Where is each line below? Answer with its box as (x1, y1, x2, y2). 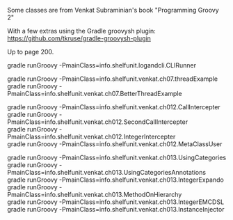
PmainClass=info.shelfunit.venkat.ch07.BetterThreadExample (7, 90, 182, 97)
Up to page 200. (7, 48, 54, 56)
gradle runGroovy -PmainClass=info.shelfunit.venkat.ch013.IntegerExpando (7, 175, 224, 184)
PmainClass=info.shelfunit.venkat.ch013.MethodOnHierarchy (7, 191, 182, 198)
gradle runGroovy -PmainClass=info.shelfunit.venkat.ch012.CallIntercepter (7, 103, 220, 111)
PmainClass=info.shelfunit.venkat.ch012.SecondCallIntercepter (7, 118, 188, 126)
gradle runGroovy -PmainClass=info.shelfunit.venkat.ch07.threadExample (7, 74, 218, 83)
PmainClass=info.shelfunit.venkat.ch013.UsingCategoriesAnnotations (7, 168, 207, 176)
